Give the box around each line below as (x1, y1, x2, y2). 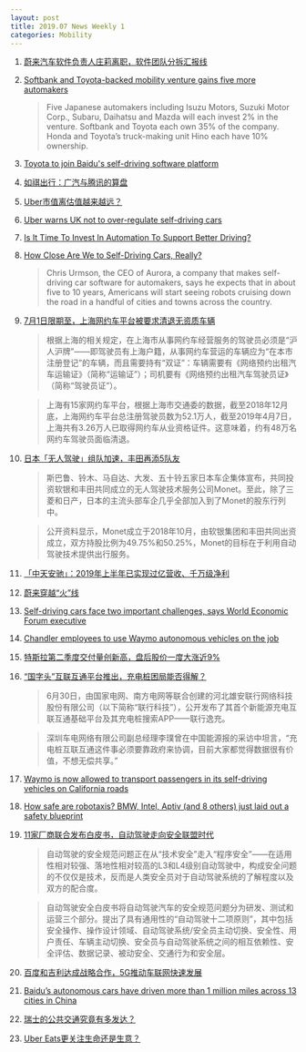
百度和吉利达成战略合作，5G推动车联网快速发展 (23, 967, 203, 978)
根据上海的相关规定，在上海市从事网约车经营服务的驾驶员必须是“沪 (46, 334, 298, 346)
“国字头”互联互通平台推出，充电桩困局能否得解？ (23, 671, 208, 682)
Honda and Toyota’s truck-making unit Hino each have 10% (46, 131, 269, 142)
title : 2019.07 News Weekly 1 (10, 22, 126, 31)
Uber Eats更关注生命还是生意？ (23, 1033, 141, 1044)
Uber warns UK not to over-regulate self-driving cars (23, 215, 222, 226)
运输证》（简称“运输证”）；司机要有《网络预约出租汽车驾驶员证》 (54, 369, 290, 380)
